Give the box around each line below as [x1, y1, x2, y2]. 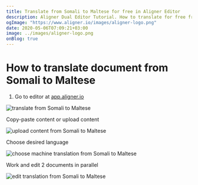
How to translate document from [6, 61, 169, 75]
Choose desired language [6, 139, 69, 146]
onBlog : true [6, 36, 38, 42]
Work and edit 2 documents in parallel [6, 161, 98, 168]
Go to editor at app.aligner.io [14, 93, 84, 100]
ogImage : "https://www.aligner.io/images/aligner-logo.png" [6, 19, 157, 25]
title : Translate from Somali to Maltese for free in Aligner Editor [6, 8, 181, 15]
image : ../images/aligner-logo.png [6, 31, 94, 36]
